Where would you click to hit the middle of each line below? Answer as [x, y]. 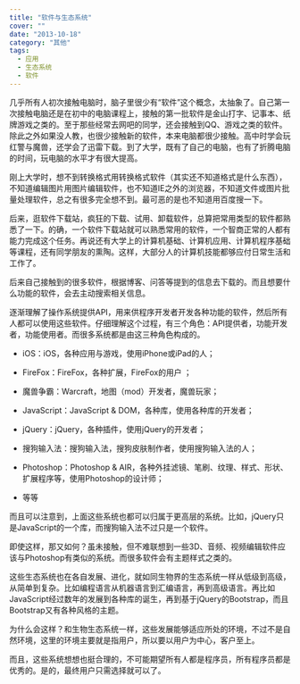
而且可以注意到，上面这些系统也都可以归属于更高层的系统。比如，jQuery [143, 516]
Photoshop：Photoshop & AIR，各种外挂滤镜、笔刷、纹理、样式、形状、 [155, 467]
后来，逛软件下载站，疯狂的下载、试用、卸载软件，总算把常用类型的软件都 [146, 218]
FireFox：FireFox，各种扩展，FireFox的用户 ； [107, 372]
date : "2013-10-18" [46, 34]
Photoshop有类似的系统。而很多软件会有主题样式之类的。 [131, 557]
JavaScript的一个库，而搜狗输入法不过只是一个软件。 [115, 527]
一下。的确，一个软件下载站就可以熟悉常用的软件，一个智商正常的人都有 [158, 229]
